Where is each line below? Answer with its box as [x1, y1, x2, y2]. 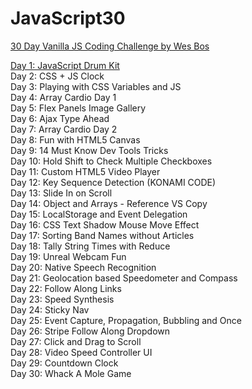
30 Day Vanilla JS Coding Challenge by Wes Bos [10, 40, 210, 52]
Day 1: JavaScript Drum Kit [10, 59, 120, 71]
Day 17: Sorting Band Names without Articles [10, 229, 195, 241]
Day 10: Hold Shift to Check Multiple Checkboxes [10, 155, 213, 167]
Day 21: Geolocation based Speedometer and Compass [10, 272, 238, 284]
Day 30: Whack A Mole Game [10, 367, 132, 379]
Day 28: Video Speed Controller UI [10, 346, 153, 358]
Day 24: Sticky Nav [10, 303, 90, 316]
